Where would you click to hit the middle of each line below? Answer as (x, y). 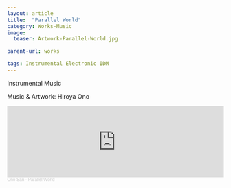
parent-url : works (33, 51)
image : (16, 33)
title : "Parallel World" (44, 20)
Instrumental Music (34, 83)
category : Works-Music (40, 26)
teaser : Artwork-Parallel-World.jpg (66, 39)
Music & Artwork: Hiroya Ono (48, 96)
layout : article (30, 13)
